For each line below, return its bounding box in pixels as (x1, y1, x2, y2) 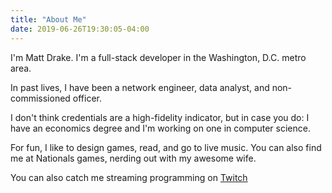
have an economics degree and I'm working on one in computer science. (10, 122, 311, 134)
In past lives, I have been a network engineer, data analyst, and (10, 81, 270, 93)
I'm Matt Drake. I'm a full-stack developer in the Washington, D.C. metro (10, 51, 307, 63)
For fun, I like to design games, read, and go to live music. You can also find (10, 141, 322, 153)
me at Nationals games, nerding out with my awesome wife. (10, 152, 257, 164)
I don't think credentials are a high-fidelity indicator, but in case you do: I (10, 111, 310, 123)
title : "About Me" (10, 14, 87, 25)
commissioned (10, 92, 71, 104)
